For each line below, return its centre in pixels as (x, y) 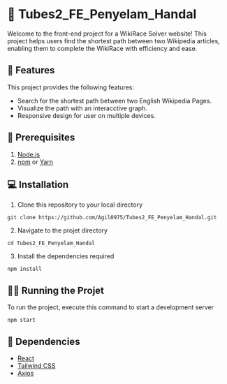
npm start (22, 320)
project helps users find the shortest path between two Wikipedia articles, (113, 40)
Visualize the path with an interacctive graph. (82, 108)
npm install (24, 269)
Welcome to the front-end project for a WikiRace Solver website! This (107, 34)
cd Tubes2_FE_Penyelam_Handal (51, 244)
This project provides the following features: (71, 87)
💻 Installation (38, 184)
